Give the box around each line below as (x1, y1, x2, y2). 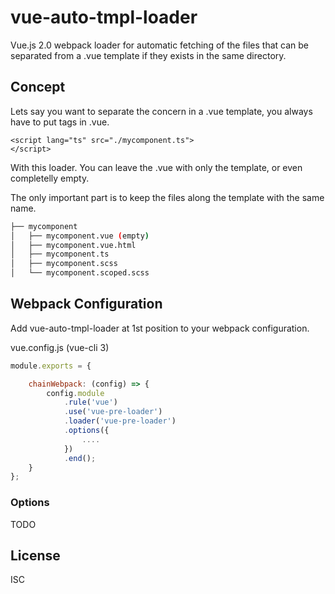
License (10, 547, 61, 564)
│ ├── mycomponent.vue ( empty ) (10, 231, 150, 241)
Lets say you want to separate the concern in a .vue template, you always (10, 105, 313, 117)
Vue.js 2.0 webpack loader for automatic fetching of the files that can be (10, 39, 310, 51)
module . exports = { (10, 361, 92, 371)
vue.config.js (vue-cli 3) (10, 341, 110, 353)
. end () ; (63, 453, 97, 463)
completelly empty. (10, 172, 90, 184)
